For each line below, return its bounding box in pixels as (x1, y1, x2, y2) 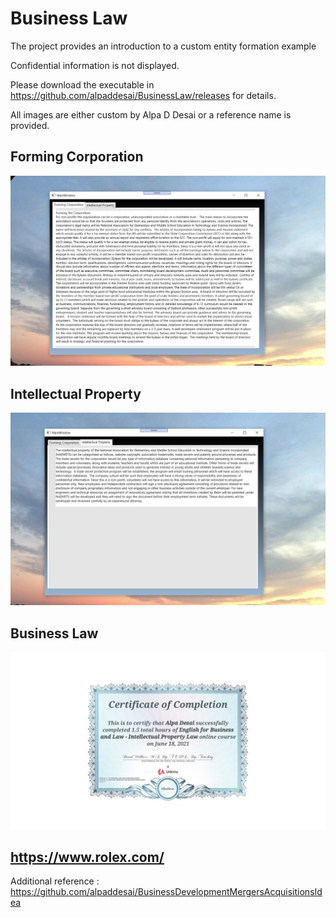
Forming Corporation (10, 148, 144, 166)
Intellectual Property (10, 385, 142, 402)
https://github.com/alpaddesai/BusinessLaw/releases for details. (10, 89, 277, 101)
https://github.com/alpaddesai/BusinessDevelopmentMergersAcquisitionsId (10, 886, 323, 898)
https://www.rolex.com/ (10, 849, 165, 866)
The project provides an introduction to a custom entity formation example (10, 40, 317, 52)
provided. (10, 119, 50, 131)
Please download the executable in (10, 78, 155, 91)
